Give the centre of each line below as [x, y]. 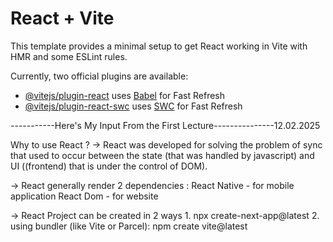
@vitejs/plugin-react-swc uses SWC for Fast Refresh [133, 106]
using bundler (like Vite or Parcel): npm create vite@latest [129, 226]
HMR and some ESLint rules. [69, 56]
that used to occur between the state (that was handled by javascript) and [162, 155]
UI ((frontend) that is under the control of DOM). [109, 166]
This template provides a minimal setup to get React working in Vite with [159, 46]
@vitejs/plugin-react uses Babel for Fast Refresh [125, 95]
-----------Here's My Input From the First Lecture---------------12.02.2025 [165, 125]
